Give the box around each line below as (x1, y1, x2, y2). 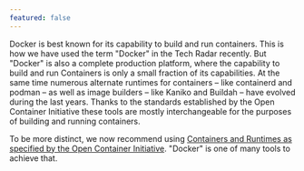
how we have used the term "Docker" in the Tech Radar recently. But (9, 47, 267, 59)
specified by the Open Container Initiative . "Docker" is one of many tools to (9, 143, 290, 154)
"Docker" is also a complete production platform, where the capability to (9, 57, 280, 68)
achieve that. (9, 152, 58, 164)
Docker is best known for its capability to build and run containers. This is (9, 38, 284, 49)
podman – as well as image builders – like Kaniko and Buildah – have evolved (9, 86, 296, 97)
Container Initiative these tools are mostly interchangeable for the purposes (9, 106, 292, 116)
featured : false (9, 13, 71, 23)
